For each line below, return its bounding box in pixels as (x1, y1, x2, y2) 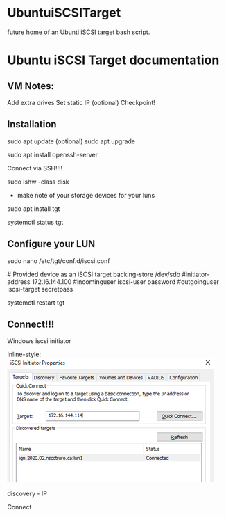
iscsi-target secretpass (7, 285, 73, 293)
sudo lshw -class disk (7, 177, 69, 186)
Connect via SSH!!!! (7, 164, 63, 172)
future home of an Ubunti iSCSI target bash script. (7, 28, 150, 36)
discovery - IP (7, 489, 47, 498)
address (7, 277, 31, 286)
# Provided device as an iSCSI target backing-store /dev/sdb (7, 270, 181, 278)
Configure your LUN (7, 238, 96, 250)
